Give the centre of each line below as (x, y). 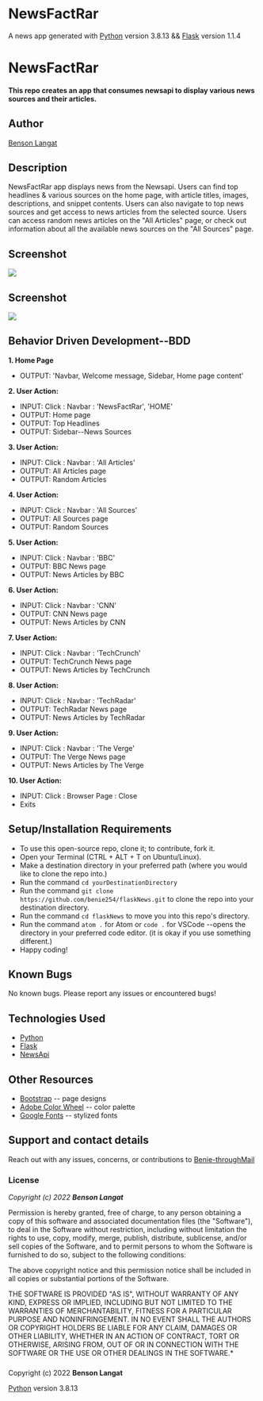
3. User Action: (34, 447)
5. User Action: (33, 542)
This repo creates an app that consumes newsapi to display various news (131, 90)
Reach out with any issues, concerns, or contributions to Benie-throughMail (131, 1159)
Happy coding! (44, 949)
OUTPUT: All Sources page (64, 518)
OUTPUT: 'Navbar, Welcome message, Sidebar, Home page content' (131, 375)
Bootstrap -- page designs (63, 1099)
